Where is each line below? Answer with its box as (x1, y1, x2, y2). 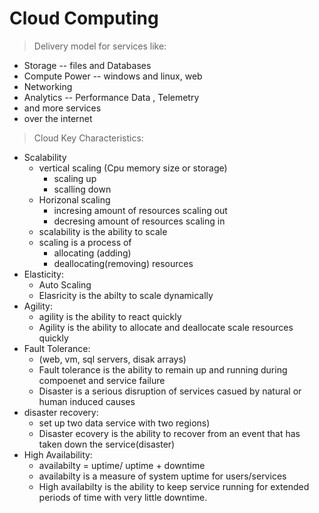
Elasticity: (23, 268, 64, 280)
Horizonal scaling (38, 193, 111, 206)
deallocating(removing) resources (53, 257, 194, 269)
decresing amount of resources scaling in (53, 215, 226, 227)
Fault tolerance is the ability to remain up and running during (38, 363, 288, 376)
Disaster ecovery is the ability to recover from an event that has (38, 427, 301, 439)
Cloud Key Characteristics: (33, 132, 144, 144)
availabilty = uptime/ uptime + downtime (38, 459, 206, 471)
